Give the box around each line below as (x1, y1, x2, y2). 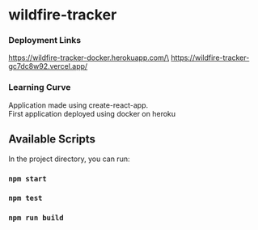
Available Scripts (8, 132, 95, 147)
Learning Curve (8, 82, 71, 93)
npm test (8, 194, 43, 203)
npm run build (8, 213, 64, 223)
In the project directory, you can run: (8, 154, 130, 164)
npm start (8, 174, 47, 183)
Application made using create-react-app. (8, 100, 149, 110)
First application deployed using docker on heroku (8, 109, 176, 118)
